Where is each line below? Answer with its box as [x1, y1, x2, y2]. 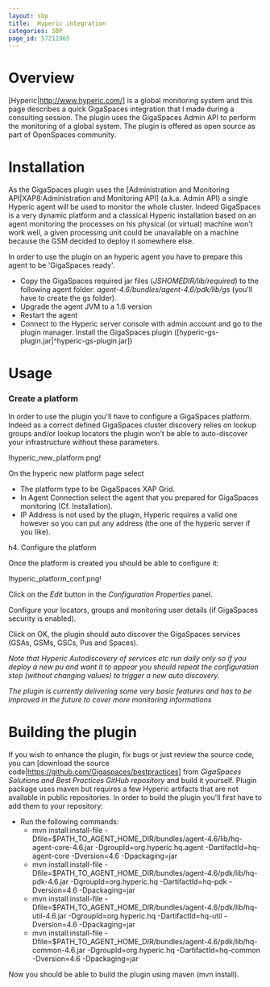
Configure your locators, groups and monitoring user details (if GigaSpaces [8, 605, 259, 614]
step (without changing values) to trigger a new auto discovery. [8, 670, 220, 680]
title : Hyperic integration [8, 19, 106, 27]
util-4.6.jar [31, 910, 67, 920]
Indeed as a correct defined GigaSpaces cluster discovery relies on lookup [8, 420, 256, 430]
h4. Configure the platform [8, 542, 97, 552]
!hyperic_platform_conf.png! [8, 573, 102, 583]
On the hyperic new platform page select [8, 469, 144, 478]
